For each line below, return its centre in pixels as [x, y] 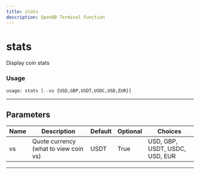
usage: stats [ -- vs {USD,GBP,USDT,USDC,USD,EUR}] [69, 91]
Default [101, 131]
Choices [169, 131]
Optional [130, 131]
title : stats [22, 12]
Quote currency [54, 141]
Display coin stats [28, 63]
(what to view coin [58, 149]
